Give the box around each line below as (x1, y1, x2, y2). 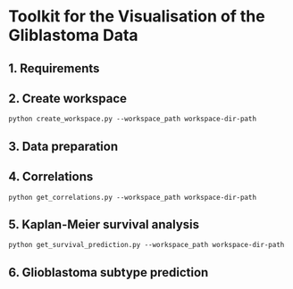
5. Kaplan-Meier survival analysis (8, 217, 200, 232)
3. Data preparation (8, 138, 118, 153)
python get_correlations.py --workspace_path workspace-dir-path (8, 193, 256, 202)
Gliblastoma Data (8, 25, 139, 45)
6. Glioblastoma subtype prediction (8, 265, 209, 280)
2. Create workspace (8, 91, 127, 106)
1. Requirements (8, 61, 100, 76)
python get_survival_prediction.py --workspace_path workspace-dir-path (8, 241, 285, 250)
